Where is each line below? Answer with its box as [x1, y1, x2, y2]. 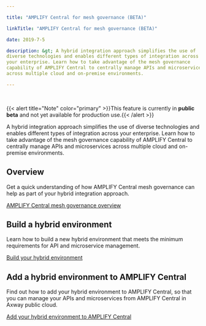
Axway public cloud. [6, 301, 58, 309]
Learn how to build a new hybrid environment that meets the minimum [6, 236, 183, 243]
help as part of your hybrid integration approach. [6, 190, 130, 197]
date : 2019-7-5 [6, 36, 45, 43]
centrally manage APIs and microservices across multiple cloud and [6, 142, 178, 150]
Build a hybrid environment [6, 219, 112, 230]
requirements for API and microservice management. [6, 242, 140, 249]
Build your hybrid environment [6, 254, 83, 262]
